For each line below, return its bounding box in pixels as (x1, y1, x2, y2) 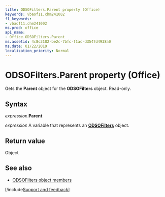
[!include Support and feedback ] (5, 186, 70, 192)
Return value (5, 137, 45, 145)
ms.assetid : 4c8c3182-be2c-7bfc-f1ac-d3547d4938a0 (5, 39, 111, 44)
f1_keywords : (5, 16, 32, 21)
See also (5, 164, 32, 172)
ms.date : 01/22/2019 (5, 44, 48, 49)
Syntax (5, 100, 28, 108)
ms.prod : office (5, 26, 38, 30)
